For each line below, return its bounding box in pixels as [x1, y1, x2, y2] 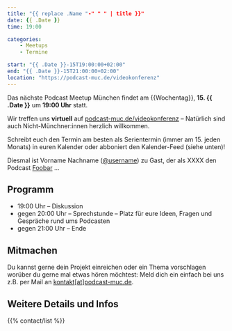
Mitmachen [7, 245, 58, 256]
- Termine [19, 49, 49, 56]
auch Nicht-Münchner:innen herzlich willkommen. [7, 121, 150, 130]
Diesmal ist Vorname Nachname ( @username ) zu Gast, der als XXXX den [7, 156, 217, 164]
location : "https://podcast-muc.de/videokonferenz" [7, 74, 160, 81]
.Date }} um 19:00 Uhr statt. [7, 100, 88, 109]
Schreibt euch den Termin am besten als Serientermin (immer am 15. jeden [7, 135, 221, 144]
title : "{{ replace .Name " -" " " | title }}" [7, 10, 144, 17]
